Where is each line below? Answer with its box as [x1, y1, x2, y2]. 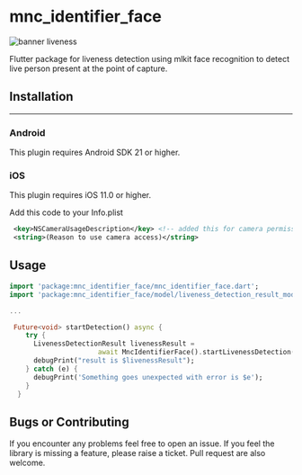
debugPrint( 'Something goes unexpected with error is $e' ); [32, 372, 263, 381]
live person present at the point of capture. [9, 63, 168, 74]
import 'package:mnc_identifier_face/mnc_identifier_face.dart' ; [9, 282, 259, 291]
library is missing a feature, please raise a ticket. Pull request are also [9, 448, 266, 459]
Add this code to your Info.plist [9, 207, 124, 218]
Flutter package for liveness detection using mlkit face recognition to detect [9, 53, 290, 64]
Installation [9, 89, 74, 104]
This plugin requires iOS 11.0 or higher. [9, 190, 152, 201]
